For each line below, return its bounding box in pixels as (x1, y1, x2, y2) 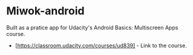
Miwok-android (6, 4, 85, 18)
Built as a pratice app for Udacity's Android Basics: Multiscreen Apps (6, 24, 178, 31)
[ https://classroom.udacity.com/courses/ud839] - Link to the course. (15, 42, 188, 49)
